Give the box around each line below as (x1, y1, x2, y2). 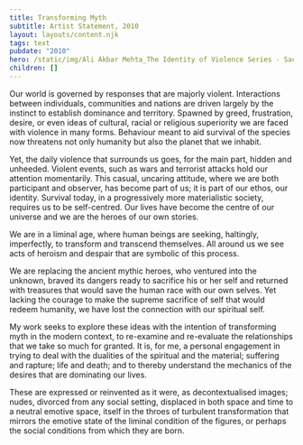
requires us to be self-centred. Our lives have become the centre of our (9, 201, 275, 212)
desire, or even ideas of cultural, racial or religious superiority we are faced (9, 116, 289, 127)
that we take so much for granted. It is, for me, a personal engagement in (9, 340, 281, 351)
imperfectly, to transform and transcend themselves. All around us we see (9, 238, 284, 249)
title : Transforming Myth (9, 13, 106, 23)
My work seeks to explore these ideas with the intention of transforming (9, 321, 277, 332)
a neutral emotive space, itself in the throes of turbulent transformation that (9, 405, 289, 416)
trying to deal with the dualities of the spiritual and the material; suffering (9, 349, 280, 361)
